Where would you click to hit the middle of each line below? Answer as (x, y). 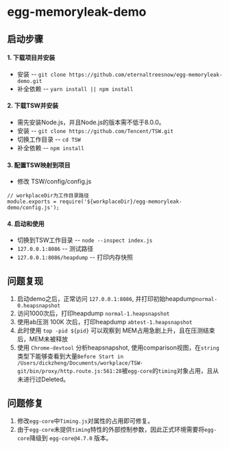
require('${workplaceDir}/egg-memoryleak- (121, 202)
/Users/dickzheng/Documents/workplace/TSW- (80, 363)
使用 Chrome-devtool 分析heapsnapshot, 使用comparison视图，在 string (118, 348)
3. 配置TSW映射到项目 (39, 165)
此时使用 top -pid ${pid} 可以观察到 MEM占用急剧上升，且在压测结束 (116, 330)
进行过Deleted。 (46, 379)
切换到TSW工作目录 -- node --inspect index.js (85, 240)
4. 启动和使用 (26, 223)
